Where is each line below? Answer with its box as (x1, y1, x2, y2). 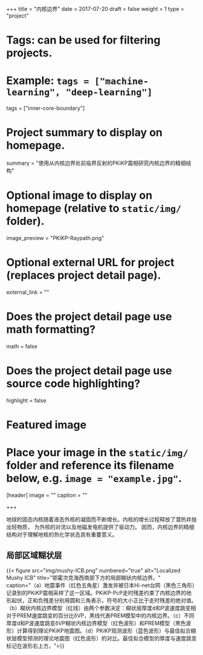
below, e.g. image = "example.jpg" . (6, 471, 182, 485)
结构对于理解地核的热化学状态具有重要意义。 (6, 531, 118, 538)
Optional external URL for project (6, 256, 175, 270)
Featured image (6, 418, 86, 431)
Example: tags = (6, 74, 89, 88)
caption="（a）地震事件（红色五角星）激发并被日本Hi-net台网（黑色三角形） (6, 581, 195, 589)
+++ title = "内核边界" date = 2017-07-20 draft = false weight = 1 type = (6, 5, 184, 12)
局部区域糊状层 (6, 550, 62, 560)
